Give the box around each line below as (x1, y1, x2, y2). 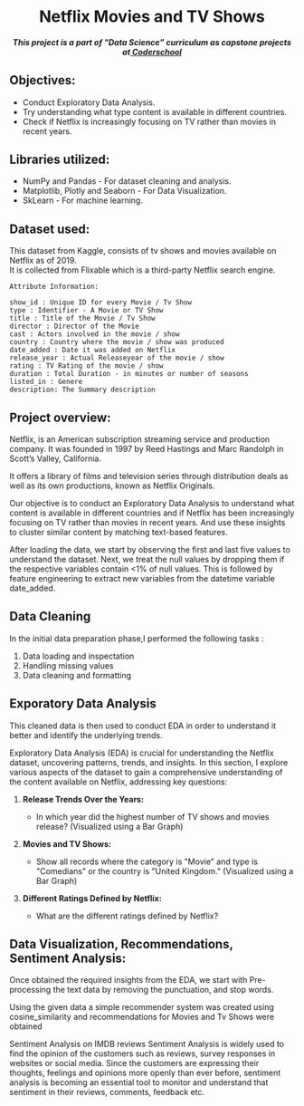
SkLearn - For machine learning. (22, 195, 143, 206)
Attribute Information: (9, 283, 100, 292)
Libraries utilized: (9, 151, 110, 167)
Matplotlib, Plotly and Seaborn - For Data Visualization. (22, 186, 227, 197)
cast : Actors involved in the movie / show (9, 330, 180, 339)
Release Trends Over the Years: (22, 793, 145, 804)
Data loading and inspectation (22, 650, 135, 661)
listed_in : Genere (9, 378, 83, 387)
